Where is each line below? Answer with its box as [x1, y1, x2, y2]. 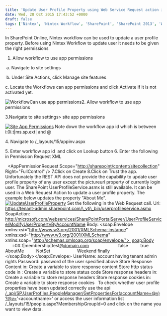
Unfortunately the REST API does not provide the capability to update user [5, 174, 158, 180]
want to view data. [5, 306, 43, 312]
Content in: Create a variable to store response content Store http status [5, 264, 153, 270]
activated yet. [5, 89, 33, 95]
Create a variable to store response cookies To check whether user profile [5, 280, 160, 286]
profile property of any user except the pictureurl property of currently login [5, 179, 161, 185]
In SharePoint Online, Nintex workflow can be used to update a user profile [5, 35, 158, 41]
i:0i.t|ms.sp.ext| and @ [5, 129, 51, 135]
